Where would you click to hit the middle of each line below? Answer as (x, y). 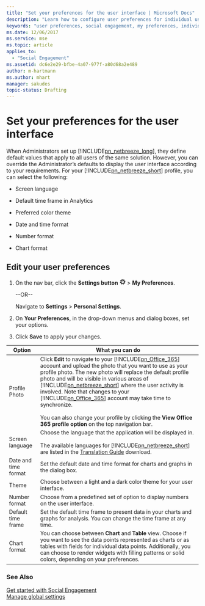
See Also (20, 577)
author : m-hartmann (31, 71)
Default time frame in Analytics (54, 201)
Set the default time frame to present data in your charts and (116, 512)
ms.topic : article (30, 45)
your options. (32, 324)
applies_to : (21, 52)
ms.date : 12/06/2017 (33, 32)
